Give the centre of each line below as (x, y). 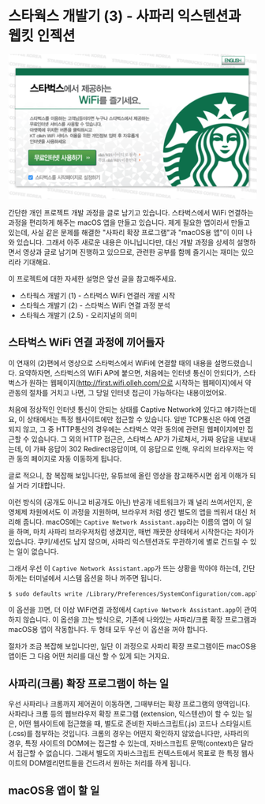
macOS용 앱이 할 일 (54, 790)
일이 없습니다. (37, 551)
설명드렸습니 (233, 363)
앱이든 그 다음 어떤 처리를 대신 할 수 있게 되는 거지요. (89, 656)
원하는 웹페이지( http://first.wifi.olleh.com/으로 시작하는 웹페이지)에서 (136, 383)
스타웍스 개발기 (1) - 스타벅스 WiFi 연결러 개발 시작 (97, 295)
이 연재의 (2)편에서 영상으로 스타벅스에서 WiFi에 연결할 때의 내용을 (110, 363)
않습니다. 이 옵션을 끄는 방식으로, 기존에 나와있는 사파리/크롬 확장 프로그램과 (140, 619)
